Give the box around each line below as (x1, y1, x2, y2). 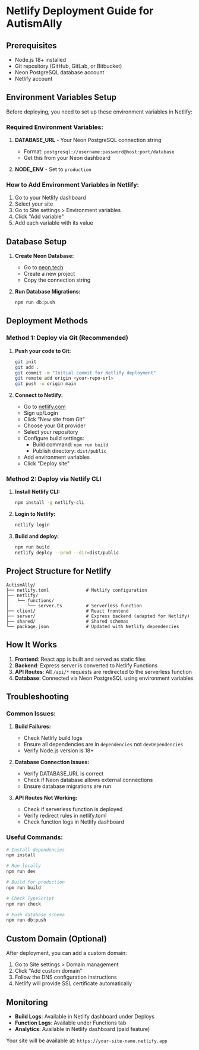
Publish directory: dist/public (32, 447, 107, 455)
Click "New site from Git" (23, 416, 85, 423)
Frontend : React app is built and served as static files (14, 655, 146, 663)
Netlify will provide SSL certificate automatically (14, 980, 132, 987)
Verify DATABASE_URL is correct (23, 770, 104, 777)
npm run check (6, 901, 42, 907)
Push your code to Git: (14, 347, 71, 354)
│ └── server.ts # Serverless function (6, 603, 143, 608)
